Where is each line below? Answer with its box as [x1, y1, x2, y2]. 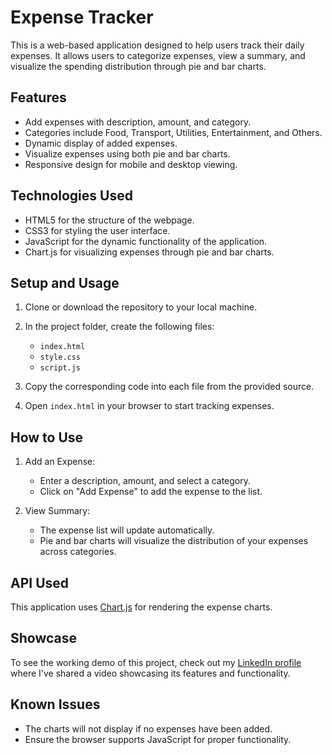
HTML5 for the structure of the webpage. [24, 214, 195, 226]
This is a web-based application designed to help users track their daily [10, 39, 305, 51]
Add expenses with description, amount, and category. [24, 116, 252, 128]
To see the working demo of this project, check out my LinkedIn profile [10, 656, 302, 668]
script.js [39, 363, 82, 373]
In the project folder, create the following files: [24, 321, 215, 333]
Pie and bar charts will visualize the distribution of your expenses [39, 535, 309, 547]
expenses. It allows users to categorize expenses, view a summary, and [10, 49, 306, 61]
